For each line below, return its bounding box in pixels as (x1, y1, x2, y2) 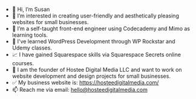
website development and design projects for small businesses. (11, 72, 171, 80)
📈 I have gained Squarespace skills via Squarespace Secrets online (11, 51, 181, 58)
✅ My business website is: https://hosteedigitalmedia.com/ (11, 79, 159, 86)
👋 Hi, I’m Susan (11, 6, 50, 13)
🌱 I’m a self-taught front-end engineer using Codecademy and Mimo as (11, 25, 191, 32)
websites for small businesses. (11, 19, 89, 25)
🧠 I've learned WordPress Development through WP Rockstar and (11, 38, 175, 45)
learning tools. (11, 31, 48, 39)
